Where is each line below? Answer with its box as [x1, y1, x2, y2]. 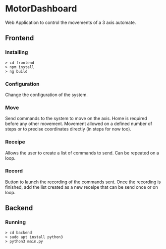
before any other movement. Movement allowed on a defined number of [5, 121, 153, 127]
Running [5, 219, 26, 226]
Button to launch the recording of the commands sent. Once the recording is [5, 179, 161, 185]
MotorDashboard [5, 3, 77, 14]
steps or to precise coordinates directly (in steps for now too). [5, 126, 131, 132]
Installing [5, 49, 28, 56]
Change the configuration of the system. [5, 92, 88, 98]
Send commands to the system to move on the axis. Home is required [5, 116, 147, 122]
